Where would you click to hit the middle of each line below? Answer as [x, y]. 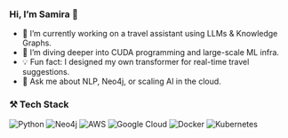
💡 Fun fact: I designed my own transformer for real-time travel [136, 62]
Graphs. [36, 43]
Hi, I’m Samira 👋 [44, 14]
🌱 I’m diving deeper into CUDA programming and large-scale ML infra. [151, 53]
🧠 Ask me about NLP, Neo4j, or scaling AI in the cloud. [122, 81]
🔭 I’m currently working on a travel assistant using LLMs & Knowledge [150, 34]
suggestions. [46, 72]
